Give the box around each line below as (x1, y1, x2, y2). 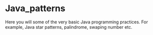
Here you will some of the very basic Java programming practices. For (5, 19, 148, 25)
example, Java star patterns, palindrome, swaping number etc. (5, 24, 132, 30)
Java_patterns (5, 3, 66, 14)
